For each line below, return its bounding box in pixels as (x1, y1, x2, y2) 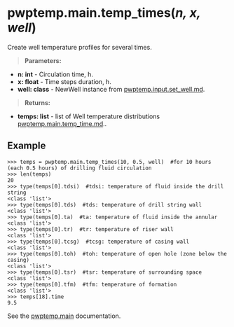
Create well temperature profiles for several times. (7, 43, 152, 51)
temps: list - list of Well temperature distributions (17, 112, 160, 120)
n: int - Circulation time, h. (17, 70, 93, 78)
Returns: (24, 98, 51, 106)
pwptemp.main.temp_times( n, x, (7, 5, 201, 21)
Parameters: (24, 56, 62, 64)
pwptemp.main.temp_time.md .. (17, 119, 107, 127)
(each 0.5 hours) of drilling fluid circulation (7, 165, 152, 172)
